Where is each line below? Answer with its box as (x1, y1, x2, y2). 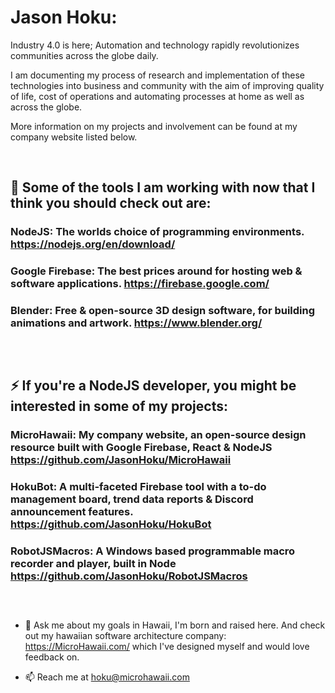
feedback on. (24, 651, 80, 663)
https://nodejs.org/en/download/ (10, 237, 176, 251)
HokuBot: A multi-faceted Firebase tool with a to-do (10, 479, 267, 493)
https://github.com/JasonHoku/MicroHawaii (10, 452, 232, 466)
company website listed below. (10, 131, 138, 143)
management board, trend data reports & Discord (10, 492, 254, 506)
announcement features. (10, 504, 134, 518)
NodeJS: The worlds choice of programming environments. (10, 225, 305, 239)
